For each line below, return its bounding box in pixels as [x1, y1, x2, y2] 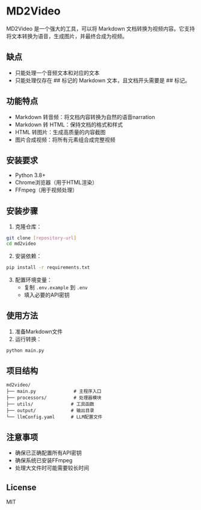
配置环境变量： [14, 276, 52, 283]
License [6, 482, 37, 492]
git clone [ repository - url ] [6, 235, 77, 241]
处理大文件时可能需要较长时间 [14, 464, 89, 472]
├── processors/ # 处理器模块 [6, 395, 102, 401]
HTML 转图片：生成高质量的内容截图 [14, 128, 106, 135]
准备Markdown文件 [14, 328, 63, 335]
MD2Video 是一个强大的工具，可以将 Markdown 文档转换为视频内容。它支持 [6, 25, 196, 32]
